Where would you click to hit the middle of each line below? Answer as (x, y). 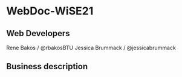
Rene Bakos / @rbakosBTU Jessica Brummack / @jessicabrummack (91, 48)
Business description (47, 66)
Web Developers (38, 33)
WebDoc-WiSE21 (50, 11)
